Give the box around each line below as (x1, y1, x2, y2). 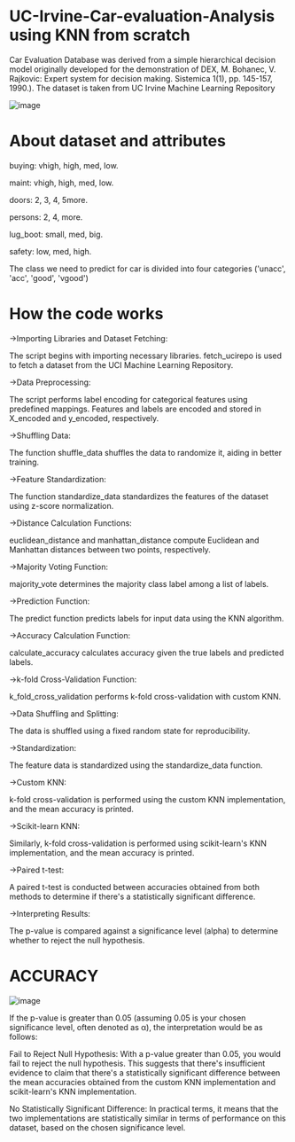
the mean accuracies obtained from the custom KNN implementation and (9, 1076, 276, 1087)
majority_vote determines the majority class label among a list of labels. (9, 578, 269, 589)
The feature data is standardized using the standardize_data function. (9, 760, 263, 770)
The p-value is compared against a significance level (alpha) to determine (9, 925, 279, 936)
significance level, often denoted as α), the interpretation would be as (9, 1021, 263, 1032)
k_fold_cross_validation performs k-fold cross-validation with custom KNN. (9, 691, 282, 701)
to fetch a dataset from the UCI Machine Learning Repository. (9, 359, 234, 370)
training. (9, 457, 40, 467)
